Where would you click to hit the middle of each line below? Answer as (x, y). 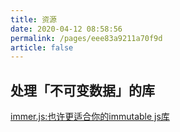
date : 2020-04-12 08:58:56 (66, 29)
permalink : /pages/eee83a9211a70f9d (86, 38)
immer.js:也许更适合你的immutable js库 (90, 117)
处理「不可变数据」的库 (82, 90)
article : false (42, 47)
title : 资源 (33, 19)
